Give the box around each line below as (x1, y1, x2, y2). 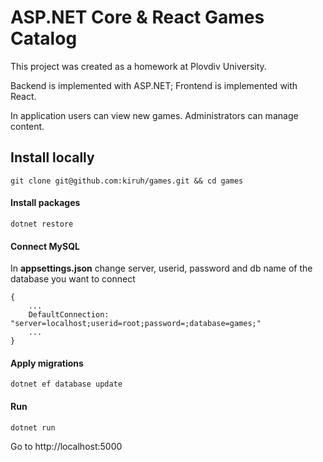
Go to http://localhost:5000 (10, 440, 123, 452)
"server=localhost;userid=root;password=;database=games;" (10, 319, 262, 329)
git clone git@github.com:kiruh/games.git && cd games (10, 176, 244, 186)
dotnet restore (10, 219, 74, 229)
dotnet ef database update (10, 379, 123, 390)
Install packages (10, 197, 81, 209)
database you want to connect (10, 273, 136, 285)
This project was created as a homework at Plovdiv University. (10, 60, 267, 72)
